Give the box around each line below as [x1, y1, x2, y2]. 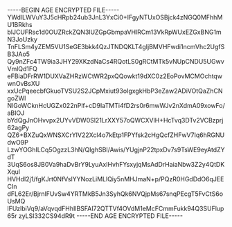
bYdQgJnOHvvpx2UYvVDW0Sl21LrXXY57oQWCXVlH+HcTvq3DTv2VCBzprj [7, 116, 224, 124]
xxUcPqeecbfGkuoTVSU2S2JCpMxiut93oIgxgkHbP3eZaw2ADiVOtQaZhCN [7, 87, 223, 95]
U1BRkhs [7, 21, 33, 28]
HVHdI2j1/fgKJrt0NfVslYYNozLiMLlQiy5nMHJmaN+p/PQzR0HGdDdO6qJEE [7, 175, 224, 183]
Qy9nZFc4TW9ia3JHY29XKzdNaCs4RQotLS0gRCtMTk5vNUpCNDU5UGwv [7, 57, 225, 65]
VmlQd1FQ [7, 65, 38, 73]
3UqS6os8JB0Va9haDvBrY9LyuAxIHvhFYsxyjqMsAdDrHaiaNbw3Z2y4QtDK [7, 161, 225, 168]
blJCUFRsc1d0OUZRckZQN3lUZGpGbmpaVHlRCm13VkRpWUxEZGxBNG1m [7, 28, 222, 36]
